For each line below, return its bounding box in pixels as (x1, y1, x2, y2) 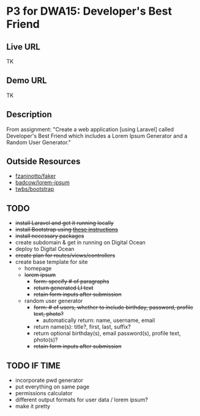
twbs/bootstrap (15, 185, 54, 193)
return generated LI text (33, 284, 94, 291)
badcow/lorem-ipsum (15, 179, 70, 186)
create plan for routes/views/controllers (15, 252, 116, 259)
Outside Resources (6, 156, 81, 167)
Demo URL (6, 75, 47, 86)
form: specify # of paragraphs (33, 278, 109, 285)
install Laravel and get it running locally (15, 219, 114, 227)
